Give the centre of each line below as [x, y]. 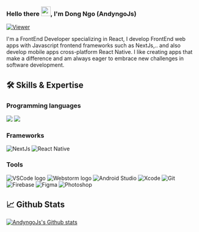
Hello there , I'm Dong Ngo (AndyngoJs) [71, 13]
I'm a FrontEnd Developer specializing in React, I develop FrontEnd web [96, 39]
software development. [35, 65]
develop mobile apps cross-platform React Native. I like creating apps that [99, 52]
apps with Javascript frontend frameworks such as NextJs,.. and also [94, 45]
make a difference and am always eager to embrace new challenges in [95, 59]
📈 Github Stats [36, 204]
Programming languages [44, 105]
